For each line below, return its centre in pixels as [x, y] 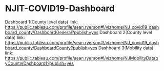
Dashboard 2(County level [126, 32]
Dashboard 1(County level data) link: [41, 22]
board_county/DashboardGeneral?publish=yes [52, 32]
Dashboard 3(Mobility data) [126, 48]
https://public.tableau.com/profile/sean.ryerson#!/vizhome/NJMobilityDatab [82, 58]
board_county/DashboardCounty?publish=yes [51, 48]
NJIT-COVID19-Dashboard [60, 9]
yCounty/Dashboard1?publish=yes [40, 63]
